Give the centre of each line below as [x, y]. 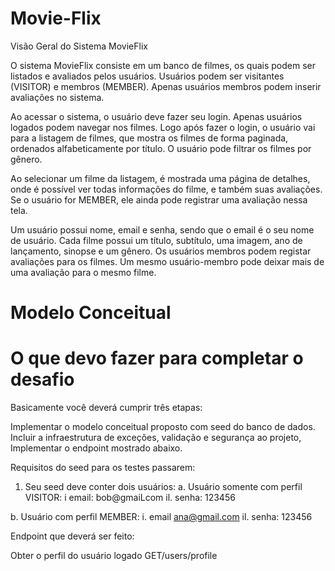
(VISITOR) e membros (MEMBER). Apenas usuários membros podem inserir [166, 86]
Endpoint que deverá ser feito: [72, 536]
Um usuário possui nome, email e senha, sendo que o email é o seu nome [162, 229]
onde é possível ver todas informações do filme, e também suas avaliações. [166, 189]
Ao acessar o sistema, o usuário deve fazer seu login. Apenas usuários [156, 116]
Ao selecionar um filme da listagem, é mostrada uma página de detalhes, [160, 178]
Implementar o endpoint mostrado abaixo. [96, 448]
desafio [42, 379]
